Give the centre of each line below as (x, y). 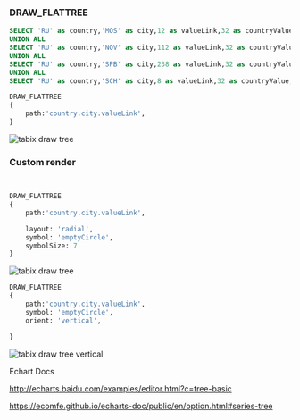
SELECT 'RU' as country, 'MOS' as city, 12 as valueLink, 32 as (125, 31)
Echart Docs (32, 371)
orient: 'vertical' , (63, 320)
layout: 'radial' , (59, 229)
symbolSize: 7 (51, 246)
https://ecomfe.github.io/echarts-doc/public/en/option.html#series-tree (141, 406)
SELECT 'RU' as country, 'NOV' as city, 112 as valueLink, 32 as (127, 48)
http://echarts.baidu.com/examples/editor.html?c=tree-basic (121, 388)
